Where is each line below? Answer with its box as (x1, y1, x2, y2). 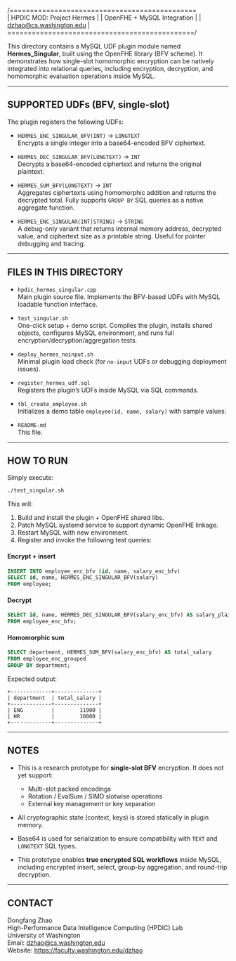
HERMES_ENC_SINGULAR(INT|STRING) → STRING (17, 217, 144, 225)
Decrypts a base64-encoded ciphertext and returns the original (17, 160, 202, 168)
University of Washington (7, 931, 81, 939)
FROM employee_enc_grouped (7, 656, 86, 663)
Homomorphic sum (7, 633, 65, 642)
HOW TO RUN (7, 455, 68, 467)
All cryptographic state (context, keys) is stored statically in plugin (17, 813, 209, 822)
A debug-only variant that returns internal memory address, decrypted (17, 224, 222, 233)
